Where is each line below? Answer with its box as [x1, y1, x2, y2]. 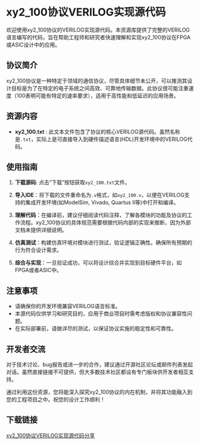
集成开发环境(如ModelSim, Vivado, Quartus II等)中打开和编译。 [25, 199, 179, 206]
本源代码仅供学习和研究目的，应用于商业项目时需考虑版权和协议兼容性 [14, 310, 187, 317]
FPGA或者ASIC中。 [14, 267, 62, 274]
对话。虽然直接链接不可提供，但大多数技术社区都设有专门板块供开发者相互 [6, 368, 189, 375]
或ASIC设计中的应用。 [6, 41, 61, 48]
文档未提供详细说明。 [14, 227, 67, 234]
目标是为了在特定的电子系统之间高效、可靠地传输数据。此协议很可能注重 [11, 84, 189, 92]
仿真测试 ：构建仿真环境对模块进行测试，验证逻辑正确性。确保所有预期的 [14, 239, 192, 246]
